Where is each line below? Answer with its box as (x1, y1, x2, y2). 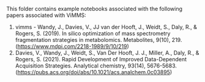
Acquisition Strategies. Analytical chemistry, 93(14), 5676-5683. (15, 62, 177, 69)
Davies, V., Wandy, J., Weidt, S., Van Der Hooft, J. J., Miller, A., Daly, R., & (15, 49, 199, 56)
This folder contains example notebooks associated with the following (6, 5, 182, 12)
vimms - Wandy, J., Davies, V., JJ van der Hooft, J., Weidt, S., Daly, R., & (15, 24, 198, 30)
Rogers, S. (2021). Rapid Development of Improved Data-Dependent (15, 56, 187, 63)
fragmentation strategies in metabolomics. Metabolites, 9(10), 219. (15, 36, 182, 43)
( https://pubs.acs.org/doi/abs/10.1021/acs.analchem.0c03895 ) (15, 69, 173, 75)
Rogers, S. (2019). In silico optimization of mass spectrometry (15, 30, 171, 37)
